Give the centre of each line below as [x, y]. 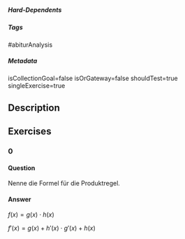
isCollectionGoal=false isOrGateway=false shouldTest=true [93, 78]
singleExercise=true [37, 86]
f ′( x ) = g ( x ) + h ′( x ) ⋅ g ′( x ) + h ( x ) [52, 228]
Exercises [30, 131]
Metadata [23, 61]
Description [34, 108]
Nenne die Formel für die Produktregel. [64, 183]
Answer [20, 199]
